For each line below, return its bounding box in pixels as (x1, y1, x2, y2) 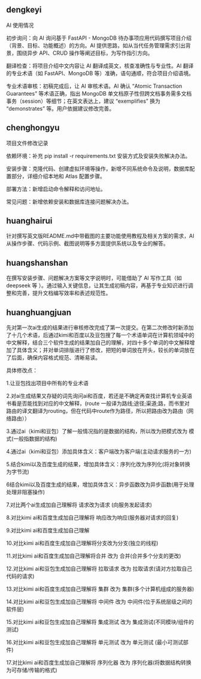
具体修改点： (6, 367, 38, 374)
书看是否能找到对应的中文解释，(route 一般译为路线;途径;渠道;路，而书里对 (6, 400, 190, 407)
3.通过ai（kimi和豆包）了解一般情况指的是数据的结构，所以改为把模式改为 (6, 428, 188, 435)
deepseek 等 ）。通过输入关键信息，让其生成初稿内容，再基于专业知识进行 (6, 282, 188, 289)
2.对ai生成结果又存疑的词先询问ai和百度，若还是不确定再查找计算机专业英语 (6, 392, 193, 400)
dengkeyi (6, 5, 42, 15)
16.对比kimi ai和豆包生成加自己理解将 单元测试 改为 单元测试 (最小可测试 (6, 639, 184, 646)
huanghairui (6, 216, 53, 226)
